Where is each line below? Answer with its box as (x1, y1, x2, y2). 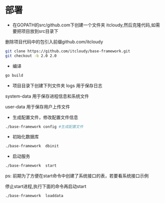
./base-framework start (5, 163, 57, 168)
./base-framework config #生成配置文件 (5, 124, 84, 129)
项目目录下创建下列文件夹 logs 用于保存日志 (12, 83, 103, 89)
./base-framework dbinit (5, 144, 59, 149)
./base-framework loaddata (5, 194, 64, 199)
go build (5, 73, 23, 78)
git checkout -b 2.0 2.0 (5, 53, 57, 58)
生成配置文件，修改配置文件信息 (12, 114, 78, 120)
